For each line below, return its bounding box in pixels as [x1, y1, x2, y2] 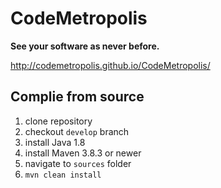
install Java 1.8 [24, 136, 86, 148]
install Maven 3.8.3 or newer [24, 147, 142, 159]
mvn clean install [24, 170, 102, 180]
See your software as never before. [10, 40, 160, 52]
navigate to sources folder [24, 157, 132, 169]
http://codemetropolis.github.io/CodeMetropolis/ [10, 59, 211, 71]
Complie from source [10, 88, 145, 106]
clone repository [24, 115, 93, 127]
